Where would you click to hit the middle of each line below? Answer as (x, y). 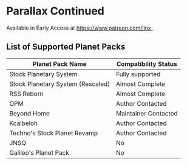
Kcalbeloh (24, 123)
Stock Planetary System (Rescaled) (60, 84)
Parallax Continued (55, 11)
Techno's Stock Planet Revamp (54, 133)
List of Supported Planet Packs (66, 47)
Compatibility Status (147, 63)
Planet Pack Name (59, 63)
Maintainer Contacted (147, 113)
